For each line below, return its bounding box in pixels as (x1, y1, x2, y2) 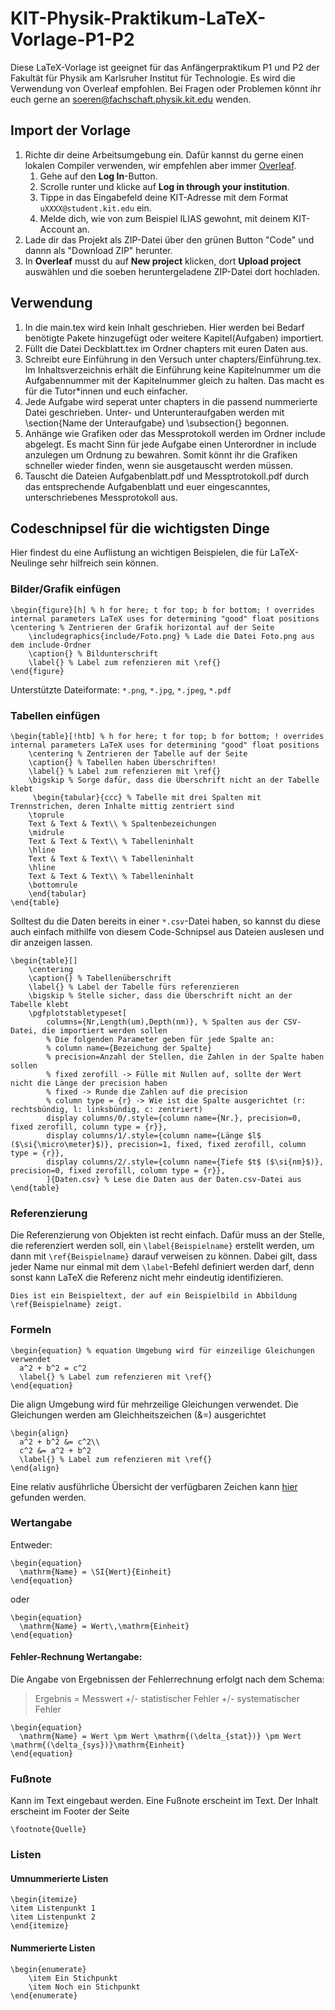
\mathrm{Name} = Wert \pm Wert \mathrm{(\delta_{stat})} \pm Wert (19, 1732, 302, 1742)
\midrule (28, 827, 65, 837)
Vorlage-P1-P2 (10, 28, 135, 51)
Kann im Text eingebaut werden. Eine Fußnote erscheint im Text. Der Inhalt (10, 1795, 319, 1807)
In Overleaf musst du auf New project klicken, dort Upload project (24, 255, 302, 267)
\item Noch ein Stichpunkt (28, 1982, 141, 1992)
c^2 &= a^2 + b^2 (19, 1445, 92, 1456)
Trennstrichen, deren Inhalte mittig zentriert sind (10, 801, 235, 811)
